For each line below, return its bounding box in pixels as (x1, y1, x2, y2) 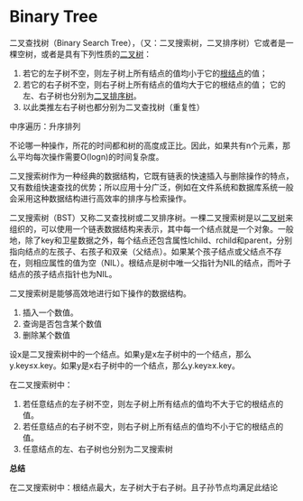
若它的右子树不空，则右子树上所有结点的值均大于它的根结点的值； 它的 (22, 79, 286, 89)
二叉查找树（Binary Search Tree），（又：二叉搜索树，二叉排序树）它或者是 (9, 37, 286, 48)
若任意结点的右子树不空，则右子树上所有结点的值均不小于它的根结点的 (22, 421, 284, 431)
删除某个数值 (22, 329, 70, 340)
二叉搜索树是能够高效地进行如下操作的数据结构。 (9, 287, 191, 299)
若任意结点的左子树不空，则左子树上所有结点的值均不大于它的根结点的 (22, 398, 284, 409)
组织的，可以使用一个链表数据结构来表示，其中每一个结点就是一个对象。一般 (9, 223, 294, 234)
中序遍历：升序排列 (9, 120, 81, 132)
